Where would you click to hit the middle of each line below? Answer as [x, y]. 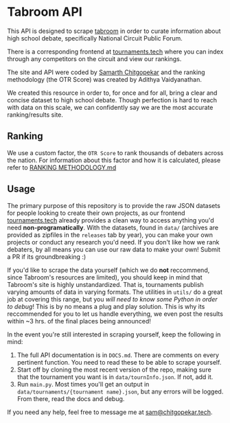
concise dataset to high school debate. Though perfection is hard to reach [112, 100]
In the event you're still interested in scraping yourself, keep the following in [114, 334]
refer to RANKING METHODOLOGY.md [62, 167]
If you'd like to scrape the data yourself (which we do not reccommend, [108, 270]
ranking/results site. [35, 115]
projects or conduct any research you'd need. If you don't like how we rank [113, 242]
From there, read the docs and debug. [71, 398]
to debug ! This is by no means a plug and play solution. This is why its [106, 306]
